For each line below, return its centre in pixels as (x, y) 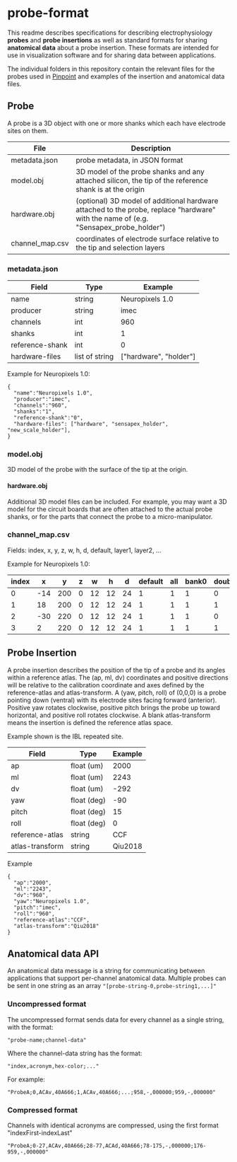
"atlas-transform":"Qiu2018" (56, 926)
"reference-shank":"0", (48, 418)
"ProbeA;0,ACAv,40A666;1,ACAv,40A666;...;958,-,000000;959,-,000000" (112, 1092)
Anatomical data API (53, 954)
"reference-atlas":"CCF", (52, 920)
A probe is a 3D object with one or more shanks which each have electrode (116, 123)
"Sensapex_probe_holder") (121, 227)
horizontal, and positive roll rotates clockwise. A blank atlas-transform (109, 715)
